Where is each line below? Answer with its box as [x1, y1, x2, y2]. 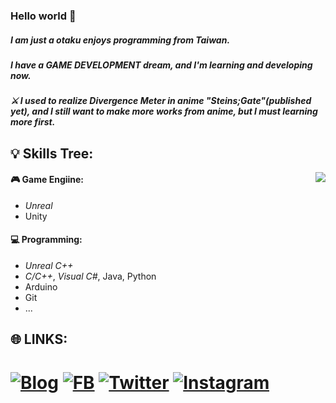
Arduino [24, 281, 58, 293]
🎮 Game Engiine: [10, 174, 85, 186]
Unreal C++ [24, 260, 74, 272]
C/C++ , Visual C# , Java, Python [24, 270, 157, 283]
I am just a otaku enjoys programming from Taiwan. [10, 34, 231, 46]
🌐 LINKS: [10, 331, 68, 348]
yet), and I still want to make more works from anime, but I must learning [10, 105, 318, 118]
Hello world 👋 [10, 9, 77, 23]
